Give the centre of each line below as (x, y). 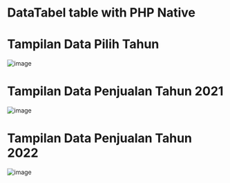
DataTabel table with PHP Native (101, 13)
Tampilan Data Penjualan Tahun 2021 (115, 91)
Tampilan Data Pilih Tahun (83, 45)
